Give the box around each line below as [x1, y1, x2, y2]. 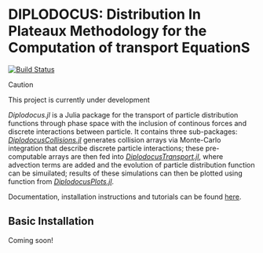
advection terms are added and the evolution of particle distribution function [8, 160, 255, 169]
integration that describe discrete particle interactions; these [8, 143, 204, 153]
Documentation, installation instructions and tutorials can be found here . [8, 192, 242, 201]
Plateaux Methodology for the [8, 22, 207, 40]
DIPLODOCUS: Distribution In [8, 5, 202, 23]
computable [8, 151, 47, 161]
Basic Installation [8, 215, 94, 228]
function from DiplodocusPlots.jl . [8, 176, 115, 186]
